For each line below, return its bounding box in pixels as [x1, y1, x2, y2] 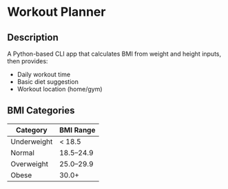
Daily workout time [17, 70, 71, 78]
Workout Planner [7, 4, 106, 20]
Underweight [10, 137, 53, 146]
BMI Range [59, 125, 96, 135]
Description [7, 32, 59, 43]
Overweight [10, 159, 48, 168]
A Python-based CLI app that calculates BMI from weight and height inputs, [7, 49, 222, 58]
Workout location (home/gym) [17, 85, 103, 93]
